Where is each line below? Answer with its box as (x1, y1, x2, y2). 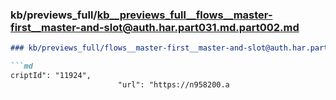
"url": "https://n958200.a (117, 79, 230, 90)
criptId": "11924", (10, 71, 92, 81)
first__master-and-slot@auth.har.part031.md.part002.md (10, 20, 300, 34)
